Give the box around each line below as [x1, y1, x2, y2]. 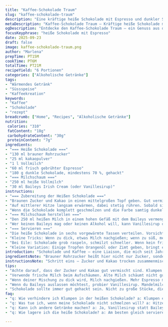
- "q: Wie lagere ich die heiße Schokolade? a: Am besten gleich [5, 310, 144, 315]
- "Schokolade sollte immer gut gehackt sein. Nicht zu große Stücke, [5, 286, 155, 292]
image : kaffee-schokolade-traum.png [5, 45, 81, 50]
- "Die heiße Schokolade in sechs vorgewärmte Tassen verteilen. [5, 231, 144, 236]
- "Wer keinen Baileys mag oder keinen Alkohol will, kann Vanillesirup [5, 221, 160, 227]
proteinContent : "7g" [7, 138, 52, 143]
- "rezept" [5, 110, 28, 115]
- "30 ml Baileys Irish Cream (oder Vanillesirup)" [5, 184, 115, 189]
